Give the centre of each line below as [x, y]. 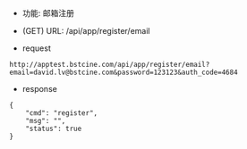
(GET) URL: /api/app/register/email [86, 31]
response [40, 89]
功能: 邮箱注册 [48, 13]
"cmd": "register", [62, 113]
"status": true [54, 128]
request [36, 48]
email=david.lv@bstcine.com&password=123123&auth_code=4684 [124, 72]
